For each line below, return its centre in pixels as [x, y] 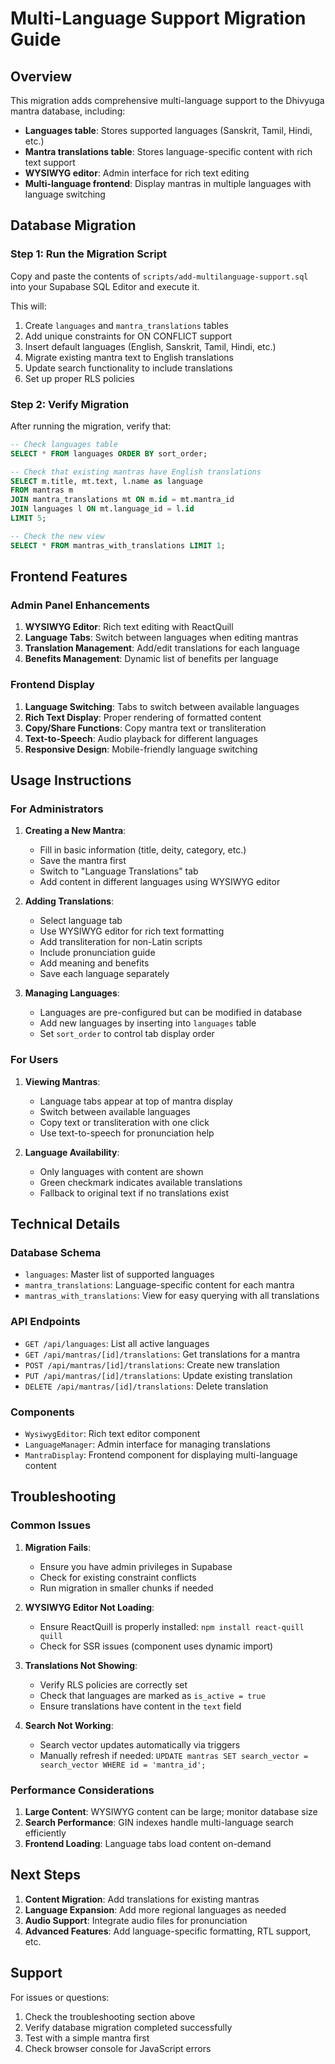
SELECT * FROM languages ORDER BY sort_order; [109, 453]
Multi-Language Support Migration [158, 18]
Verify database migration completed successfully [128, 2027]
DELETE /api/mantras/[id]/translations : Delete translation [146, 1386]
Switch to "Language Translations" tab [119, 871]
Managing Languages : [72, 993]
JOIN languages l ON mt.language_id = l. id [102, 509]
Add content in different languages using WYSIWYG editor [160, 882]
